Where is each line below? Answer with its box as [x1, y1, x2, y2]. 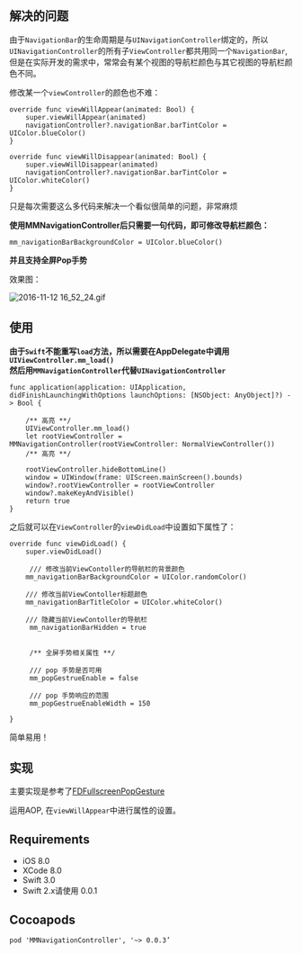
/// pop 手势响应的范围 [29, 691, 110, 700]
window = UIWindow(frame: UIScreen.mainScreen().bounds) [25, 472, 244, 481]
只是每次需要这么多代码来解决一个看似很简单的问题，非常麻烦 [9, 201, 238, 211]
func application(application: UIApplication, [9, 382, 187, 391]
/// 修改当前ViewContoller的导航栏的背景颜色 [29, 564, 186, 573]
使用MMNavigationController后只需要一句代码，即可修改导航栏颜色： [9, 220, 270, 230]
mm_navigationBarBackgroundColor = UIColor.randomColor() [25, 572, 247, 581]
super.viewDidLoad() [25, 547, 102, 556]
